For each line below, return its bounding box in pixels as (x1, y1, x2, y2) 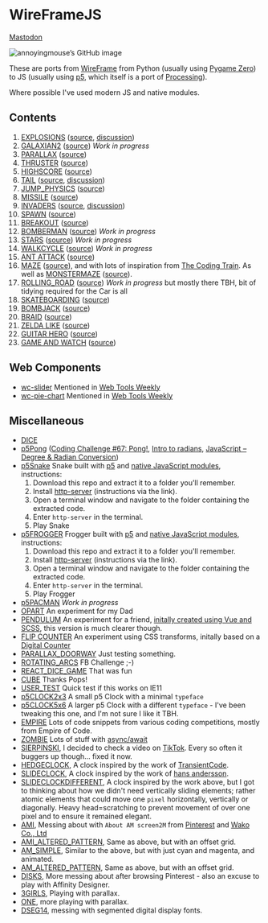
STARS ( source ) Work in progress (20, 235, 132, 245)
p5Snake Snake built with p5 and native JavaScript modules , (20, 461, 221, 471)
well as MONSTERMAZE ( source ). (20, 269, 133, 278)
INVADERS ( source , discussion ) (20, 200, 125, 210)
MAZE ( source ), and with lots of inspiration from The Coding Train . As (20, 260, 252, 270)
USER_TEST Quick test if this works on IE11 (20, 683, 163, 693)
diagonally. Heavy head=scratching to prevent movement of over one (20, 803, 251, 813)
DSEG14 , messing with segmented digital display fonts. (20, 905, 203, 915)
